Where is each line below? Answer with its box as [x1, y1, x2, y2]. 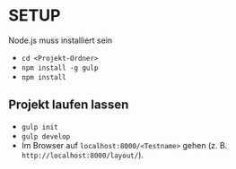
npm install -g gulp [21, 63, 99, 72]
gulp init [21, 123, 59, 131]
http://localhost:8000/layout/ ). [21, 149, 144, 160]
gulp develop [21, 131, 71, 141]
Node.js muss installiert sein [8, 35, 113, 46]
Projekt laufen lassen [8, 97, 129, 113]
